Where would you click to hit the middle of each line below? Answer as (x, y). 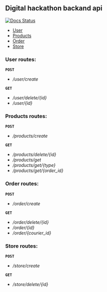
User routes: (21, 59)
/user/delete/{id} (29, 98)
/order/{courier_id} (32, 233)
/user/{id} (22, 103)
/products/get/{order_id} (38, 170)
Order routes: (22, 184)
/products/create (30, 136)
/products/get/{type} (34, 165)
